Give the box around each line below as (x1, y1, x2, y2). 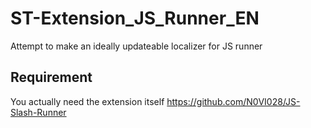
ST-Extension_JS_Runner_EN (10, 7, 260, 30)
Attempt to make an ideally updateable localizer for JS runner (10, 40, 263, 52)
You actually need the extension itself (10, 95, 165, 107)
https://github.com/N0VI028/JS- (166, 95, 301, 107)
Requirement (10, 69, 93, 86)
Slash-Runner (10, 106, 67, 118)
